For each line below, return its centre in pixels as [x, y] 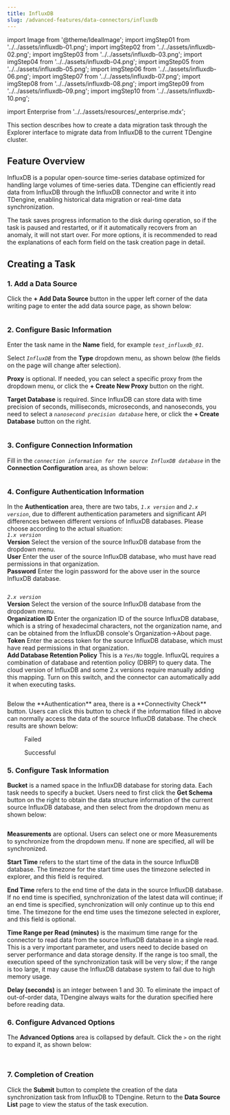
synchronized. [27, 849]
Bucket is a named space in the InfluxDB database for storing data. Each [110, 786]
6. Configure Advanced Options [61, 1023]
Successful [40, 753]
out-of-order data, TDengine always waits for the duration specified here [110, 997]
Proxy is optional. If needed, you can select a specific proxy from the [105, 379]
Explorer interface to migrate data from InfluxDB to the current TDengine [110, 132]
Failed [33, 739]
